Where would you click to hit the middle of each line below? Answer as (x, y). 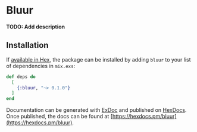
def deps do (21, 77)
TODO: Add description (36, 27)
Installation (27, 45)
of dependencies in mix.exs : (41, 66)
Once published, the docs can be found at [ (60, 117)
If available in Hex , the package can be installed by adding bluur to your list (99, 59)
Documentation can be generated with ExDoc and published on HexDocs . (96, 110)
